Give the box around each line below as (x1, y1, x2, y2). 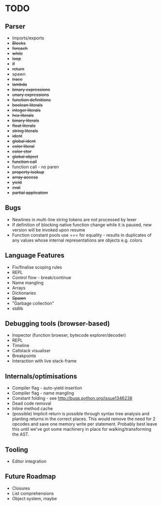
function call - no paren (12, 164, 59, 170)
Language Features (5, 251, 65, 260)
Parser (5, 22, 26, 31)
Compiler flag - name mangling (12, 390, 74, 396)
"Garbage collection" (12, 300, 54, 306)
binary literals (12, 117, 40, 123)
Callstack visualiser (12, 348, 51, 354)
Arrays (12, 285, 26, 291)
